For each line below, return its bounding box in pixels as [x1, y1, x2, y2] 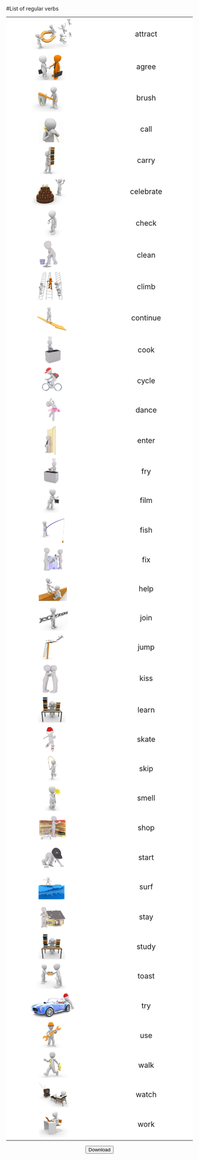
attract [135, 29, 158, 39]
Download [88, 1146, 111, 1153]
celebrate [130, 187, 163, 197]
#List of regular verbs [6, 5, 59, 12]
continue [131, 313, 162, 323]
